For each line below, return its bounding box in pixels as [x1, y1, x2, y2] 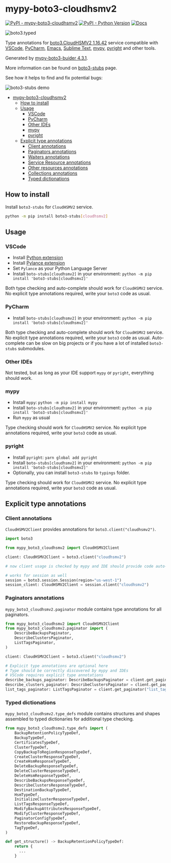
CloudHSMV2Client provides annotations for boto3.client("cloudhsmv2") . [5, 526, 156, 533]
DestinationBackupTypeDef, [14, 787, 72, 792]
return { [14, 844, 33, 849]
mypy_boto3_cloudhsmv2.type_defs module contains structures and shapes [5, 711, 160, 717]
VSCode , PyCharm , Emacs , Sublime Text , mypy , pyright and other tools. [5, 45, 156, 51]
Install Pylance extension [12, 260, 65, 266]
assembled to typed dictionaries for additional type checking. [5, 716, 134, 722]
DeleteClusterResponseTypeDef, [14, 768, 81, 774]
